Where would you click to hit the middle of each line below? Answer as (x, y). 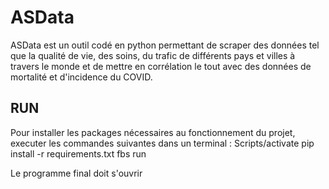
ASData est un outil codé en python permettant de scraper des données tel (165, 45)
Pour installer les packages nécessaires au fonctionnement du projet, (153, 132)
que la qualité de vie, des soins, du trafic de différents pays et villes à (153, 55)
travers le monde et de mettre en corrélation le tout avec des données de (161, 66)
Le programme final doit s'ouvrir (76, 173)
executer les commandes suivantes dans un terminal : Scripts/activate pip (162, 143)
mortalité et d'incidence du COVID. (81, 77)
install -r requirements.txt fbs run (78, 153)
